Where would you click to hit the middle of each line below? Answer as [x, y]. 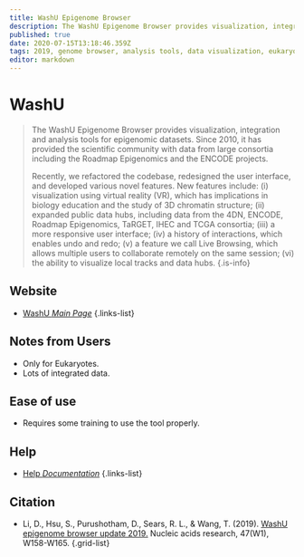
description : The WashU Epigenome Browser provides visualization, [139, 26]
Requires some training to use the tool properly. [111, 423]
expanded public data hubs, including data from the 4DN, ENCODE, [157, 215]
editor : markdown [42, 60]
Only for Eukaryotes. [61, 363]
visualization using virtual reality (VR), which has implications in [150, 195]
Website [33, 291]
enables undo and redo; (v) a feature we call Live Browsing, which [155, 243]
